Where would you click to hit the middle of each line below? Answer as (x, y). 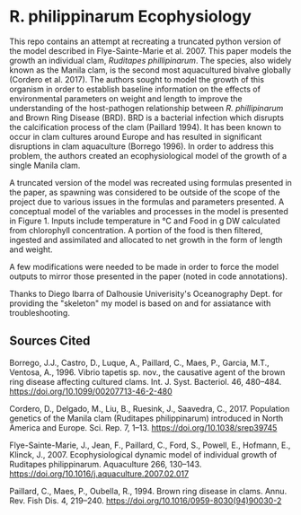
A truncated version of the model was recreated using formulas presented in (150, 182)
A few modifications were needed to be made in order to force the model (144, 266)
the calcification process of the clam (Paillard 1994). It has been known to (146, 127)
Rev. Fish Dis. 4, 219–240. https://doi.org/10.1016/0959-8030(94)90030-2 (146, 501)
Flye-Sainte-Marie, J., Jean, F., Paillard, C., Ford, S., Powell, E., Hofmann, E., (150, 445)
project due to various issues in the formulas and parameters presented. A (147, 201)
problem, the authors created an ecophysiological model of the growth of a (148, 155)
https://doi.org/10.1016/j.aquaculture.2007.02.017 (99, 474)
